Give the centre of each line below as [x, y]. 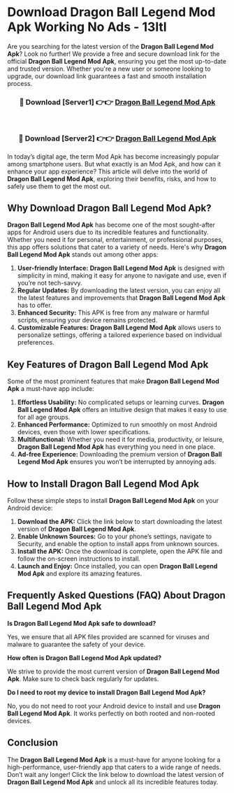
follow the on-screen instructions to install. [79, 558]
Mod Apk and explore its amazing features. [80, 573]
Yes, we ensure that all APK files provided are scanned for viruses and [108, 636]
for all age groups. [44, 417]
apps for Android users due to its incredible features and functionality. [108, 232]
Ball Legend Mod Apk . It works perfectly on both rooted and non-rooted [111, 713]
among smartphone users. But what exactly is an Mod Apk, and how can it [114, 164]
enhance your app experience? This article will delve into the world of [108, 171]
